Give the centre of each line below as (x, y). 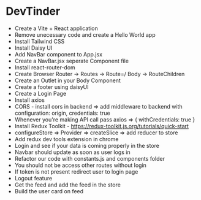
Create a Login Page (40, 93)
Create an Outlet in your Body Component (67, 80)
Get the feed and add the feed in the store (67, 185)
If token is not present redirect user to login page (76, 171)
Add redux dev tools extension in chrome (66, 139)
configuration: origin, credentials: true (63, 113)
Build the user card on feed (49, 191)
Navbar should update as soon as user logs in (72, 152)
